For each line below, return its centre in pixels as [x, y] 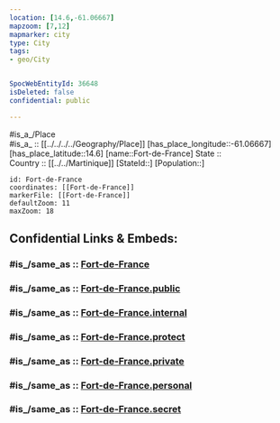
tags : [19, 51]
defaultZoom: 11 [40, 203]
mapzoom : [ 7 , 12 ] [40, 26]
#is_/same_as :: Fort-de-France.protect [98, 336]
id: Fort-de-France [46, 179]
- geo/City [30, 60]
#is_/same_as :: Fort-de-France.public [95, 288]
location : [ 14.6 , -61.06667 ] [62, 18]
